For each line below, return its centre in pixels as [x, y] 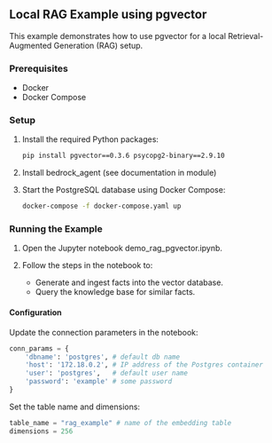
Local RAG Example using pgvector [108, 15]
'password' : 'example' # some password [99, 382]
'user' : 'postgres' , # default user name [107, 373]
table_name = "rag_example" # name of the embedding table [120, 423]
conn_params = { [39, 348]
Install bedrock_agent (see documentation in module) [119, 173]
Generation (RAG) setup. [98, 45]
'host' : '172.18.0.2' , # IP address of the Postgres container [144, 365]
